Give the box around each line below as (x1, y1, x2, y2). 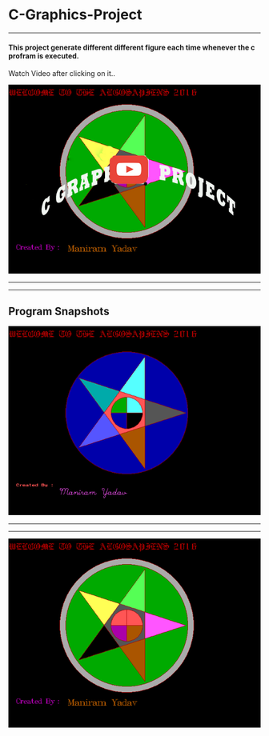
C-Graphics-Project (8, 6, 143, 24)
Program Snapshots (8, 304, 110, 318)
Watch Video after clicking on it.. (8, 69, 116, 78)
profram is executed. (8, 50, 80, 61)
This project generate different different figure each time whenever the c (8, 42, 255, 52)
